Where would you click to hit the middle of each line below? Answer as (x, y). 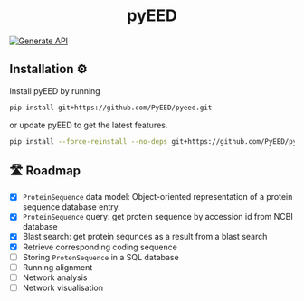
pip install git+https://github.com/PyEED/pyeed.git (111, 108)
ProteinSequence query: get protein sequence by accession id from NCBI (158, 217)
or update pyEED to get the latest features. (89, 125)
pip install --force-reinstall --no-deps (89, 141)
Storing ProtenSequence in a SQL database (100, 257)
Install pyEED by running (55, 90)
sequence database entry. (71, 207)
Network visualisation (63, 287)
